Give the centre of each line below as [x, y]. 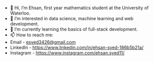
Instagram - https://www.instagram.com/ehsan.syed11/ [67, 53]
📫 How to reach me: [32, 35]
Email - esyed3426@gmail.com [43, 42]
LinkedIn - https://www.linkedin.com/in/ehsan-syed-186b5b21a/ [77, 47]
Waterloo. [20, 13]
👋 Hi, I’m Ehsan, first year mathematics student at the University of [79, 8]
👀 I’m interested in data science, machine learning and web [72, 18]
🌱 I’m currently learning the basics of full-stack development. [74, 29]
